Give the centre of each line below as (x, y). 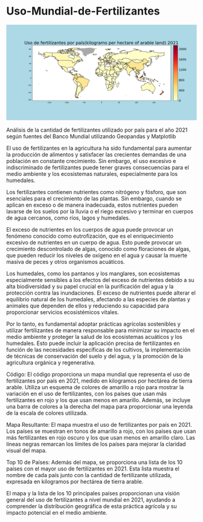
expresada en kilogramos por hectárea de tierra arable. (75, 481)
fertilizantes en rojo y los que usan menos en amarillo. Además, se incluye (98, 400)
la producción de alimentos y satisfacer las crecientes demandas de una (96, 154)
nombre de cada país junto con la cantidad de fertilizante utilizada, (89, 475)
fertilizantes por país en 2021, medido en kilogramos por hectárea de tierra (99, 381)
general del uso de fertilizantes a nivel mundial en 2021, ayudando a (91, 500)
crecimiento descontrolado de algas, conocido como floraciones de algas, (98, 249)
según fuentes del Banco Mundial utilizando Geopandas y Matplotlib (91, 136)
